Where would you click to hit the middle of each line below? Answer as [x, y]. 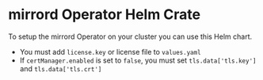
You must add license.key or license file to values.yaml [110, 51]
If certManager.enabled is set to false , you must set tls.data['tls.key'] [138, 60]
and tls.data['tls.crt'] [61, 68]
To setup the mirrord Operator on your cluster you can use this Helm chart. [130, 36]
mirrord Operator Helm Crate [105, 15]
